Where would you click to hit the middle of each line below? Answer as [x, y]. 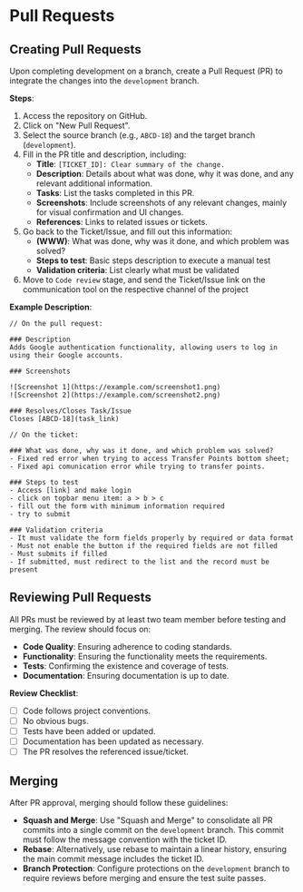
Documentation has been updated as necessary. [113, 741]
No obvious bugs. [55, 720]
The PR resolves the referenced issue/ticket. [105, 752]
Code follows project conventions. [87, 711]
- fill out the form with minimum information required [117, 506]
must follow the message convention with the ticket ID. [125, 839]
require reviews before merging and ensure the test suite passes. [144, 877]
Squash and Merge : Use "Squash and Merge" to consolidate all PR [148, 820]
